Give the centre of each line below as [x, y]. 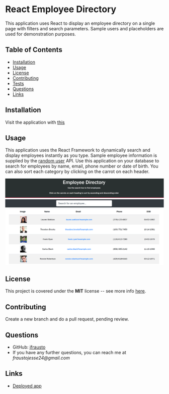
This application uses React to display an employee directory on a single [80, 23]
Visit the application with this [35, 122]
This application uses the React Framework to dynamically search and [78, 150]
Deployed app [27, 386]
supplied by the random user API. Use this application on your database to [82, 161]
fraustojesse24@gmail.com [41, 358]
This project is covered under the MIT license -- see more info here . [76, 291]
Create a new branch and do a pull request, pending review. [67, 319]
